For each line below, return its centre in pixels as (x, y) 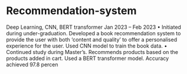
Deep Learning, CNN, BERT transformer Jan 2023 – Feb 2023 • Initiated (94, 27)
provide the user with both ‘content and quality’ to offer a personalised (92, 39)
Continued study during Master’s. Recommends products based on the (92, 52)
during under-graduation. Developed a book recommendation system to (93, 33)
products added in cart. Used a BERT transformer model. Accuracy (88, 58)
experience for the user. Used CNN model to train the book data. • (87, 46)
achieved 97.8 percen (32, 64)
